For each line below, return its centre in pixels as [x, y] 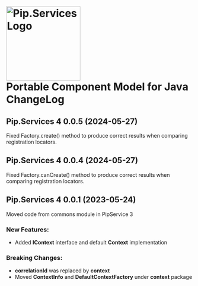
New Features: [28, 230]
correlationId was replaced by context [62, 271]
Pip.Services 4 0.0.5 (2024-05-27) [72, 121]
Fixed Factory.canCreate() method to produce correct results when [88, 174]
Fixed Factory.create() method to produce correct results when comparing [97, 136]
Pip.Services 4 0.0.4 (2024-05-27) [72, 161]
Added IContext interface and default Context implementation [91, 242]
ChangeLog [35, 99]
